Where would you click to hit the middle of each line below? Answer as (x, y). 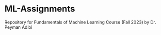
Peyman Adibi (18, 27)
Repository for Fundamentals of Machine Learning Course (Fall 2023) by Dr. (80, 22)
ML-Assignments (40, 9)
